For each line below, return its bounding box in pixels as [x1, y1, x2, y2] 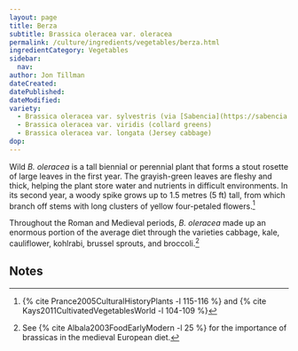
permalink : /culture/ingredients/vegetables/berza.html [9, 37, 220, 47]
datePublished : [9, 87, 66, 96]
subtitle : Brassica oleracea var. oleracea [9, 29, 173, 38]
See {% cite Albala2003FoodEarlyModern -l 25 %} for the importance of [21, 322, 287, 333]
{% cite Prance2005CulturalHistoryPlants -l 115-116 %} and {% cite [21, 295, 267, 307]
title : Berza [9, 21, 58, 30]
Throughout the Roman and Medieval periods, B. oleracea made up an [9, 218, 266, 228]
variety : [9, 104, 42, 113]
